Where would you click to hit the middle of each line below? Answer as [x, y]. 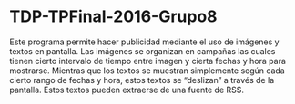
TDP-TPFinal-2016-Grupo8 [113, 17]
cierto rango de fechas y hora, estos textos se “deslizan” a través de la [142, 80]
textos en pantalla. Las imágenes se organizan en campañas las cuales [142, 51]
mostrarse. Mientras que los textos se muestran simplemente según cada [147, 71]
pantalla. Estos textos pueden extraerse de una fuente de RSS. [127, 90]
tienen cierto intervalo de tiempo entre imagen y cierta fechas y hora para [148, 61]
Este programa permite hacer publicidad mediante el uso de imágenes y [144, 42]
